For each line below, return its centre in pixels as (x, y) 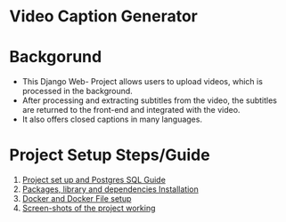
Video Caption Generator (103, 16)
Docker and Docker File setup (77, 199)
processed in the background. (78, 91)
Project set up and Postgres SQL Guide (94, 180)
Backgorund (56, 57)
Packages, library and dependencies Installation (110, 189)
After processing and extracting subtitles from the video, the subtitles (150, 100)
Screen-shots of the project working (89, 208)
